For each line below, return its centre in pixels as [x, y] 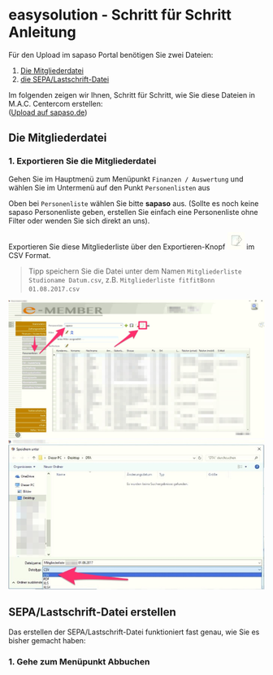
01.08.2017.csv [54, 289]
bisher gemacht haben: [47, 640]
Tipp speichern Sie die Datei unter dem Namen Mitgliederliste [135, 271]
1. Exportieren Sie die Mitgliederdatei [82, 161]
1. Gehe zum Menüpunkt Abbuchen [79, 661]
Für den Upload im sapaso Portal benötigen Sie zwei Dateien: [111, 55]
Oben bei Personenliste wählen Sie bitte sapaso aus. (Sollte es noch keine [134, 203]
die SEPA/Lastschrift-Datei [65, 79]
